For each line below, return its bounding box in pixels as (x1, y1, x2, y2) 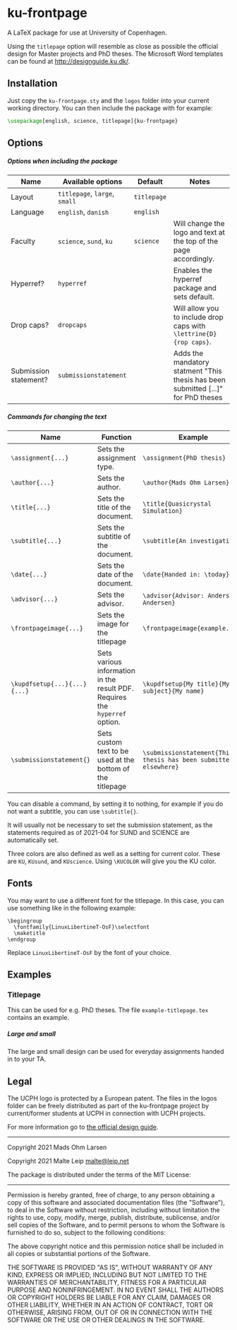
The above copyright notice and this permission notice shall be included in (7, 1242, 224, 1251)
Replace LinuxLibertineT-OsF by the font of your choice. (7, 948, 171, 956)
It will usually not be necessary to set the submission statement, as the (7, 821, 213, 829)
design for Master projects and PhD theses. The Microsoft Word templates (7, 49, 224, 58)
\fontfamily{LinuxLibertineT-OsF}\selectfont (13, 923, 150, 930)
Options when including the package (7, 157, 118, 165)
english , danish (57, 207, 109, 217)
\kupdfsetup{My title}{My (142, 679, 230, 688)
